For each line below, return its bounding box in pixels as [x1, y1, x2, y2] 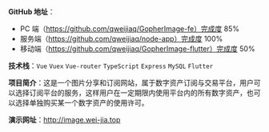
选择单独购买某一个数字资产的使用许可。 [14, 98, 149, 107]
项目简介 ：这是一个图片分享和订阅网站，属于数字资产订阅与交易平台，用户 [8, 78, 254, 87]
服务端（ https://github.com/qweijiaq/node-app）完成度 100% [19, 34, 223, 43]
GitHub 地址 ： [8, 7, 55, 16]
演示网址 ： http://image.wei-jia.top [8, 115, 121, 124]
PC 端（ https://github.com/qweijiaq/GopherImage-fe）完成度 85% [19, 24, 240, 34]
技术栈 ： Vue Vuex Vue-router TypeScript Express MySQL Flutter [8, 61, 214, 70]
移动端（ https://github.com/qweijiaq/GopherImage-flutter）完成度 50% [19, 44, 255, 54]
